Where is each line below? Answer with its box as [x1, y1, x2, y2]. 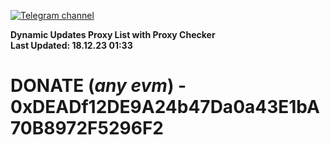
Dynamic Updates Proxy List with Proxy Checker [10, 29, 216, 40]
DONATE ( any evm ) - [10, 75, 187, 97]
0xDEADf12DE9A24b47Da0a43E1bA [10, 96, 320, 119]
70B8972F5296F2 [10, 117, 164, 140]
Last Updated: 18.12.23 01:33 [10, 40, 133, 51]
